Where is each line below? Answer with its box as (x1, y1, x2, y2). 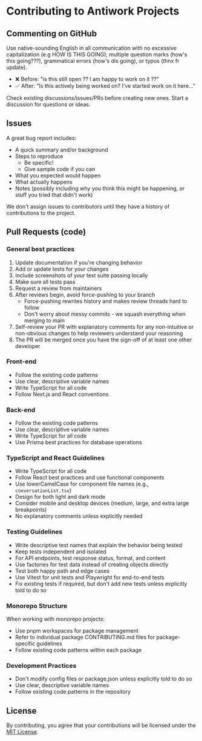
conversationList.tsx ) (15, 487, 72, 494)
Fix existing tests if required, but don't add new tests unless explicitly (15, 580, 187, 587)
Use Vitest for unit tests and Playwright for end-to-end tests (15, 573, 165, 581)
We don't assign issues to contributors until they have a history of (6, 203, 170, 210)
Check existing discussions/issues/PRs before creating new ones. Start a (6, 94, 189, 101)
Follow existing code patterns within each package (15, 646, 142, 653)
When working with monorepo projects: (6, 615, 105, 622)
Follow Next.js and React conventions (15, 390, 109, 398)
